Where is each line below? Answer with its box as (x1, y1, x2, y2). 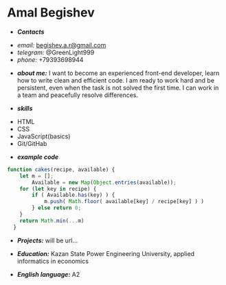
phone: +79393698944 (16, 55, 84, 63)
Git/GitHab (16, 139, 47, 147)
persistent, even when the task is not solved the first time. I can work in (16, 83, 219, 92)
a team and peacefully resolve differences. (16, 91, 139, 99)
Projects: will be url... (16, 236, 78, 244)
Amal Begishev (7, 5, 95, 21)
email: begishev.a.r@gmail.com (16, 41, 106, 49)
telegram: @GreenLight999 (16, 48, 95, 56)
